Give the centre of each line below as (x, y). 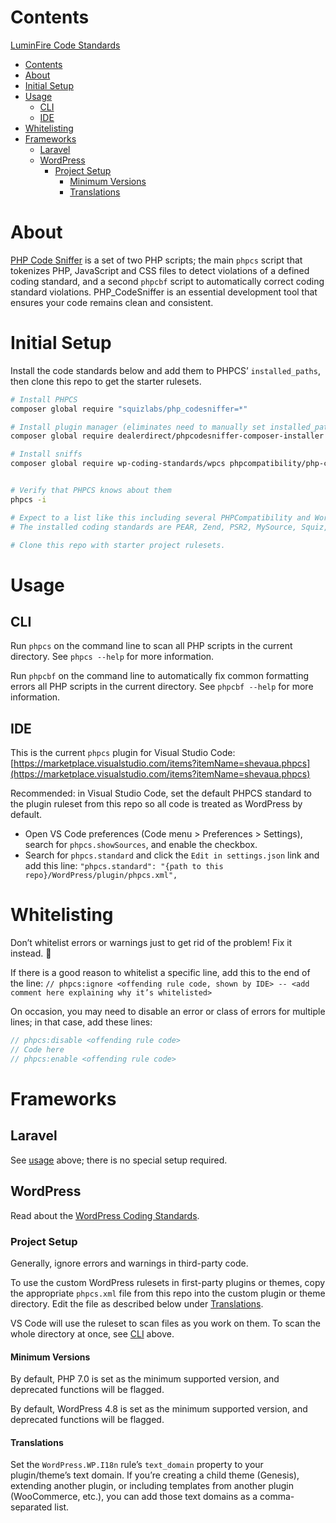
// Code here (37, 1050)
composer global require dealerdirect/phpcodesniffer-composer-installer (167, 436)
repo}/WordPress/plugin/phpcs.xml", (101, 876)
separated (31, 1507)
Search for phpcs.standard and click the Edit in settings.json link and (172, 855)
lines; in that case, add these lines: (81, 1022)
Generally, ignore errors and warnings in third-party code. (129, 1263)
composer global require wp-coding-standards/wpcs (118, 464)
